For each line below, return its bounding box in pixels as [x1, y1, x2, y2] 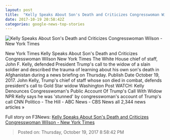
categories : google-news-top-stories [5, 21, 85, 27]
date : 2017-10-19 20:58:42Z [5, 17, 65, 22]
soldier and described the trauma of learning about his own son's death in [5, 67, 159, 73]
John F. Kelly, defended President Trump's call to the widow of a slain [5, 61, 151, 67]
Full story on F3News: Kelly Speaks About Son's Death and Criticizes [5, 114, 149, 120]
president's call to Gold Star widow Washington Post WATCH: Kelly [5, 83, 145, 89]
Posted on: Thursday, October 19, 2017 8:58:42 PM [17, 129, 124, 135]
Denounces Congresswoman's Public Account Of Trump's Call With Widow [5, 88, 162, 94]
